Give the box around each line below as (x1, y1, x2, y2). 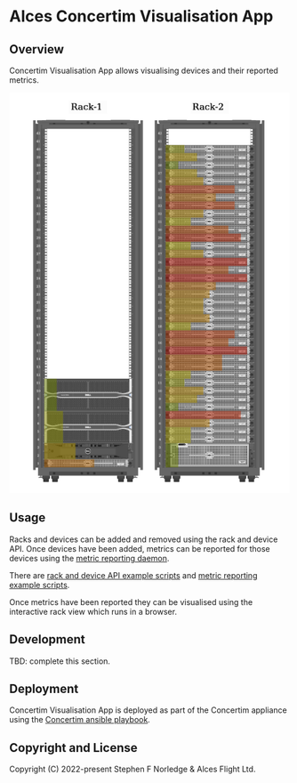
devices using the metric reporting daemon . (9, 553, 170, 563)
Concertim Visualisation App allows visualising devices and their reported (9, 65, 278, 76)
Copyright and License (9, 740, 138, 755)
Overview (9, 42, 65, 57)
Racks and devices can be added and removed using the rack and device (9, 534, 278, 545)
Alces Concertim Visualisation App (9, 6, 274, 27)
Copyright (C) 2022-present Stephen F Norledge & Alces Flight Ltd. (9, 763, 256, 775)
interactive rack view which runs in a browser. (9, 606, 178, 617)
